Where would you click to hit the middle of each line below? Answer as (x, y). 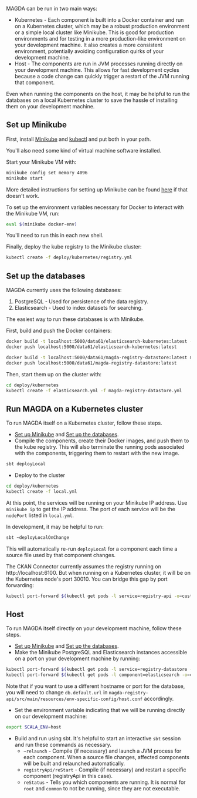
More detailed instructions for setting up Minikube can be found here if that (97, 189)
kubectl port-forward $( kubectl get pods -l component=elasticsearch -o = (98, 675)
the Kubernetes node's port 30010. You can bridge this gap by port (87, 579)
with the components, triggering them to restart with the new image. (97, 453)
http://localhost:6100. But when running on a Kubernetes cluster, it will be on (98, 572)
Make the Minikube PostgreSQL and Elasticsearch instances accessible (101, 653)
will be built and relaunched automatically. (74, 763)
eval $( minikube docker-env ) (42, 224)
